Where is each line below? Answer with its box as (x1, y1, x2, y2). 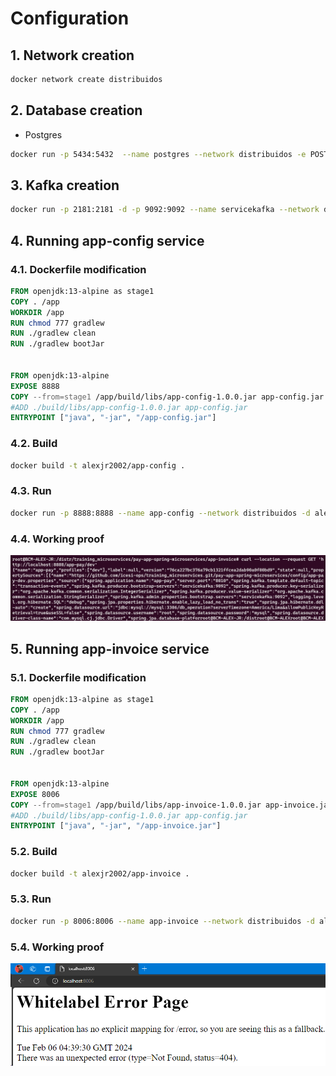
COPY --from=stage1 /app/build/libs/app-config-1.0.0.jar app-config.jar (10, 392, 325, 402)
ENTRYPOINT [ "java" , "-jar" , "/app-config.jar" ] (10, 413, 217, 423)
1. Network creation (10, 47, 135, 64)
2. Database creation (10, 102, 143, 119)
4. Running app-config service (10, 232, 205, 249)
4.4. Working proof (10, 532, 105, 546)
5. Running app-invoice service (10, 640, 210, 657)
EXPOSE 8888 (10, 381, 60, 391)
